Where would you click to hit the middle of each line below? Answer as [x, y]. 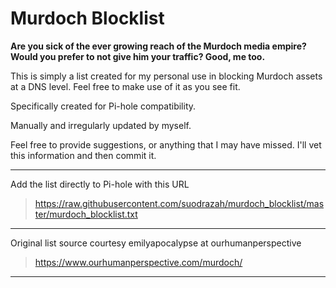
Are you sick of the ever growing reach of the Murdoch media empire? [158, 46]
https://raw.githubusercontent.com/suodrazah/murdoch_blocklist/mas [179, 203]
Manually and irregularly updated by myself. [101, 125]
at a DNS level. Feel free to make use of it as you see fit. [125, 86]
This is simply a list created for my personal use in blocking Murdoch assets [166, 76]
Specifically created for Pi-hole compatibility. [103, 106]
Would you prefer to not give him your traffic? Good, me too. [138, 56]
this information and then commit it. [83, 155]
